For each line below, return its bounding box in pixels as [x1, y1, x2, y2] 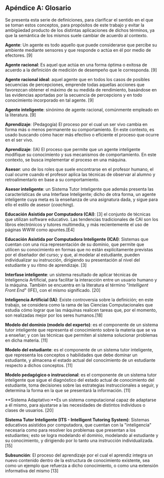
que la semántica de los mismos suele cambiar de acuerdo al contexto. [5, 32, 148, 38]
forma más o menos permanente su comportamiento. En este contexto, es [5, 127, 155, 132]
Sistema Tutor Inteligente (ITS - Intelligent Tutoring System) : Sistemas [5, 416, 150, 422]
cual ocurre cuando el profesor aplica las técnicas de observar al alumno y [5, 171, 155, 177]
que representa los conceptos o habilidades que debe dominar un [5, 352, 138, 358]
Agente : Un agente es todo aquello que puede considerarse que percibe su [5, 42, 157, 48]
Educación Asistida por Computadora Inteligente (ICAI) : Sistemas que [5, 236, 149, 242]
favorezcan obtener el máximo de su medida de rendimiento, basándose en [5, 87, 157, 92]
